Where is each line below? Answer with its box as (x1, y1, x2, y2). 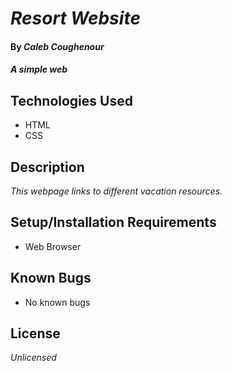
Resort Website (10, 7, 141, 30)
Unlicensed (10, 352, 57, 364)
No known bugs (24, 296, 91, 308)
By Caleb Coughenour (10, 40, 105, 52)
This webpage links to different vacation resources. (10, 185, 223, 197)
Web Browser (24, 240, 82, 252)
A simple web (10, 63, 68, 76)
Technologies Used (10, 92, 133, 109)
